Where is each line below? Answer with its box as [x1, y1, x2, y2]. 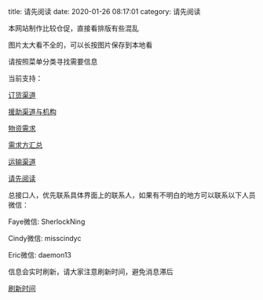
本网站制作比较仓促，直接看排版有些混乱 [8, 24, 139, 33]
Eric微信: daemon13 [8, 251, 72, 259]
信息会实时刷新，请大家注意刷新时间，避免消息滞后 [8, 267, 174, 276]
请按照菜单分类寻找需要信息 [8, 57, 98, 66]
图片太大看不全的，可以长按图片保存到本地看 [8, 40, 153, 49]
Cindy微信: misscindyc [8, 234, 82, 243]
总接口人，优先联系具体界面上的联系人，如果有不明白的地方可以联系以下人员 [8, 191, 256, 199]
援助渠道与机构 [8, 107, 57, 116]
